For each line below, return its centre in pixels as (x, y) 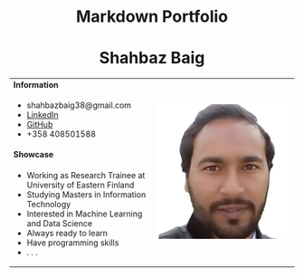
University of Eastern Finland (81, 185)
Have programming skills (73, 243)
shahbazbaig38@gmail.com (79, 105)
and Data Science (60, 223)
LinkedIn (43, 115)
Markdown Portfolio (152, 17)
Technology (49, 204)
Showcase (33, 155)
